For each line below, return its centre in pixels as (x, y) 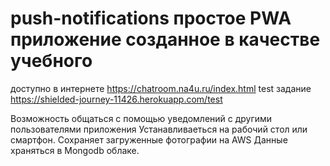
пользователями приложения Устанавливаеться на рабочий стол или (159, 129)
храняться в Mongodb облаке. (75, 150)
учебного (51, 61)
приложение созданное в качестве (165, 39)
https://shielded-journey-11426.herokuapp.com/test (116, 99)
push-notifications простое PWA (151, 18)
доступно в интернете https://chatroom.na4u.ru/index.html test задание (161, 88)
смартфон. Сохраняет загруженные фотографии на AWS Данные (149, 139)
